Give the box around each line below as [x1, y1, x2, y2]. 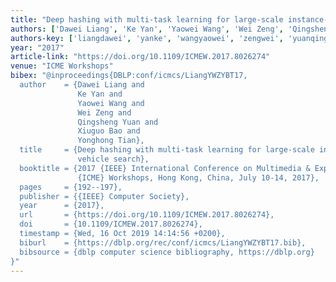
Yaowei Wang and [77, 98, 145, 108]
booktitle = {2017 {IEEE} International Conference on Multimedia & [19, 163, 311, 173]
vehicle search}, [77, 154, 150, 164]
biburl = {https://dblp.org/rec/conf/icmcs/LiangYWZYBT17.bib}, [19, 237, 307, 248]
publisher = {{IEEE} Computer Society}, [19, 191, 190, 201]
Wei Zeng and [77, 107, 132, 118]
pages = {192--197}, [19, 182, 123, 192]
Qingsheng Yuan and [77, 117, 159, 127]
